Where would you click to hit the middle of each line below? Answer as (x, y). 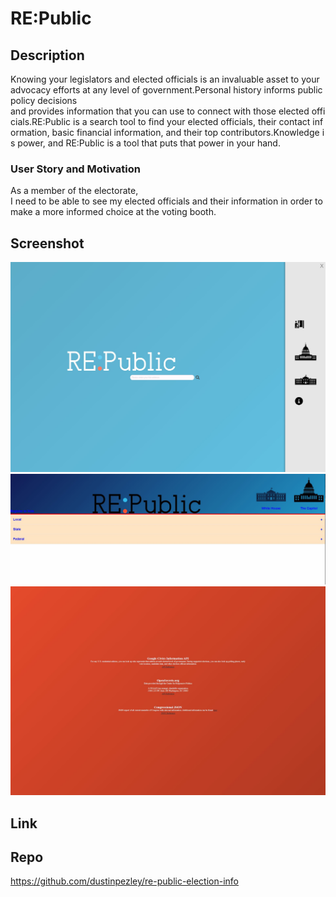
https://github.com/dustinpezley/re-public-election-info (124, 881)
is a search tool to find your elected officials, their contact (192, 121)
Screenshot (47, 243)
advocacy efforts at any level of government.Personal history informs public (166, 90)
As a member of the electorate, (74, 191)
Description (47, 55)
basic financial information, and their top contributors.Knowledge (185, 132)
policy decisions (44, 100)
